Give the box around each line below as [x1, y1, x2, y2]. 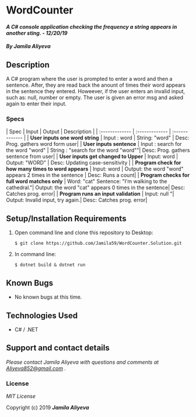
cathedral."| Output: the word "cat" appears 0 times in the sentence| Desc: [6, 184, 185, 191]
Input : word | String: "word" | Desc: [103, 134, 190, 141]
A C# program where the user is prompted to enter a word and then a [6, 76, 173, 83]
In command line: [14, 251, 57, 258]
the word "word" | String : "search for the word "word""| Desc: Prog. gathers [6, 147, 190, 154]
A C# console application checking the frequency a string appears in [6, 23, 177, 30]
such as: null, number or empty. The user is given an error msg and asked [6, 94, 184, 101]
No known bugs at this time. [14, 293, 82, 300]
